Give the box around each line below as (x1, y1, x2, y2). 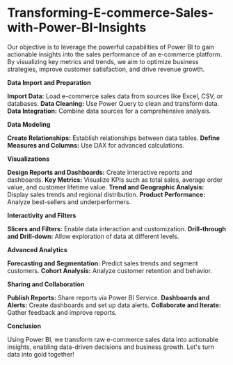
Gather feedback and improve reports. (7, 308, 117, 316)
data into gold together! (7, 350, 75, 358)
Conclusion (7, 322, 42, 330)
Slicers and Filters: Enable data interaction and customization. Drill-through (7, 224, 227, 233)
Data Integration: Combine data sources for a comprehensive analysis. (7, 107, 211, 115)
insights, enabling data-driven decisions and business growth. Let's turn (7, 343, 214, 351)
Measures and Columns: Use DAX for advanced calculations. (7, 141, 184, 149)
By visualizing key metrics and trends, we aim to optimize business (7, 57, 199, 65)
